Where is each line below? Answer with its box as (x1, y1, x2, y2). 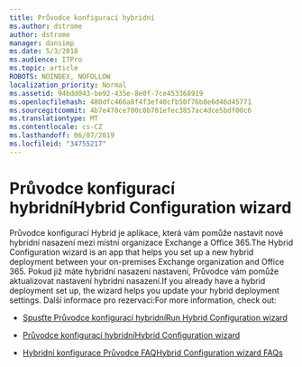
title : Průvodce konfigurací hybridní (9, 13, 155, 23)
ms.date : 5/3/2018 (9, 47, 78, 56)
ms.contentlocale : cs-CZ (9, 123, 103, 132)
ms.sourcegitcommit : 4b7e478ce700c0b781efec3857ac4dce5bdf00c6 (9, 106, 252, 115)
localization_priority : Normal (9, 80, 127, 89)
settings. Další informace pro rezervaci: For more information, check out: (9, 295, 277, 306)
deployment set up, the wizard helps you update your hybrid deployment (9, 285, 279, 296)
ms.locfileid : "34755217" (9, 139, 106, 148)
